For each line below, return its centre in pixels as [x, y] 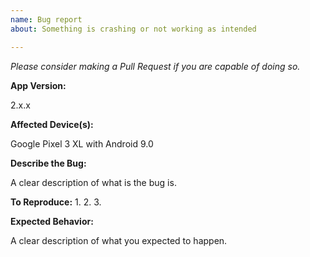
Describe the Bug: [48, 163]
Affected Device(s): [52, 124]
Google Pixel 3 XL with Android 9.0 [82, 143]
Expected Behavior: [52, 221]
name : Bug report [46, 19]
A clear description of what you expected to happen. [119, 240]
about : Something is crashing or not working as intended [133, 29]
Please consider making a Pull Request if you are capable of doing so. [155, 66]
